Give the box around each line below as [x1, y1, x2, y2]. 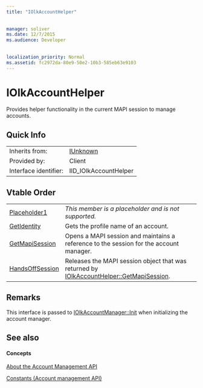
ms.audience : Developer [6, 37, 66, 43]
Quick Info [6, 130, 47, 140]
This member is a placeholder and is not [65, 204, 179, 213]
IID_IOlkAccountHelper [69, 167, 134, 175]
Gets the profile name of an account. [65, 222, 169, 230]
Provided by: [9, 157, 45, 166]
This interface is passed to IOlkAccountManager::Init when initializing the [6, 309, 188, 316]
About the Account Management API [6, 363, 98, 370]
